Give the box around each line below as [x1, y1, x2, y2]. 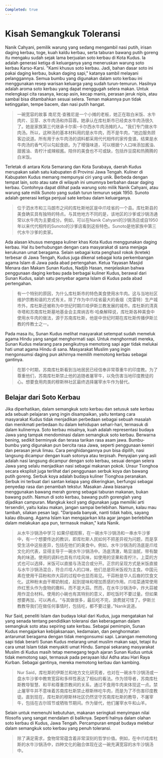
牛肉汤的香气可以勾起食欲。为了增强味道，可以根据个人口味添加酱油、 [17, 142, 158, 148]
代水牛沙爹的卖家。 [17, 229, 56, 235]
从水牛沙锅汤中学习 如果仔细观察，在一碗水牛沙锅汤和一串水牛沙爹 [17, 530, 151, 536]
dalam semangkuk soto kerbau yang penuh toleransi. [5, 725, 111, 731]
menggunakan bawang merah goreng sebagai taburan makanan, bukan [5, 489, 148, 495]
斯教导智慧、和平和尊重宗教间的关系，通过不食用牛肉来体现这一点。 [17, 682, 154, 688]
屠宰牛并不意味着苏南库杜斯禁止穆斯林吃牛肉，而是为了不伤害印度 [21, 688, 154, 694]
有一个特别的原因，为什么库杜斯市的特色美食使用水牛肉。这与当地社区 [17, 291, 158, 296]
